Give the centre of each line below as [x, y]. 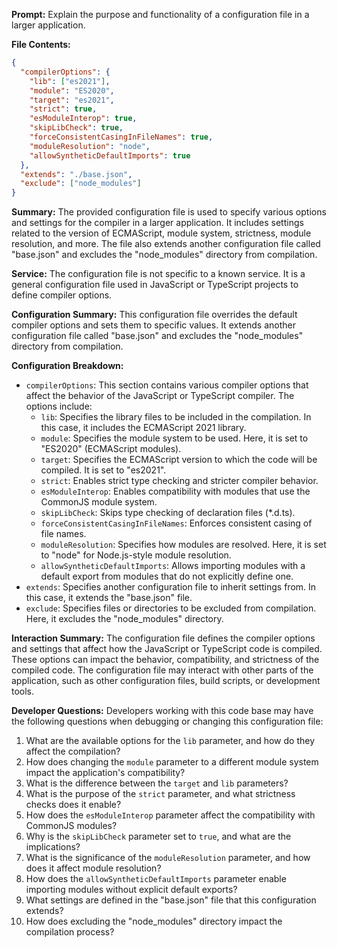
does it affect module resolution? [93, 868]
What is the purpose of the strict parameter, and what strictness [160, 794]
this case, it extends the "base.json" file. [109, 598]
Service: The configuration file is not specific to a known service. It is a [158, 274]
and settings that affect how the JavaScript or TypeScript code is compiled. [167, 649]
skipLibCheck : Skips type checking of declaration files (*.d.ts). [168, 513]
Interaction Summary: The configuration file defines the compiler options [163, 638]
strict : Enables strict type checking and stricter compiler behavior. [179, 481]
